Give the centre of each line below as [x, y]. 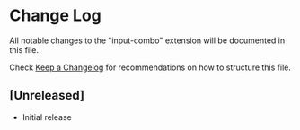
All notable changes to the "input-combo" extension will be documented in [147, 40]
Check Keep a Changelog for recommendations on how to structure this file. [150, 67]
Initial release [47, 117]
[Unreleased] [47, 95]
